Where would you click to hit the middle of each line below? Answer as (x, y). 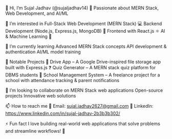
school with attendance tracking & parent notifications (62, 80)
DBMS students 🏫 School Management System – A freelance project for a (83, 75)
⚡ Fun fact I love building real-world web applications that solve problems (83, 124)
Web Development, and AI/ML (37, 13)
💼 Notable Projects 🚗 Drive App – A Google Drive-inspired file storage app (83, 62)
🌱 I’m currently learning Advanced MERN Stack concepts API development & (86, 46)
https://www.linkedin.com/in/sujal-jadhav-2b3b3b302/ (63, 113)
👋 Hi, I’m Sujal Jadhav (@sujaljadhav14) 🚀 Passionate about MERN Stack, (82, 8)
